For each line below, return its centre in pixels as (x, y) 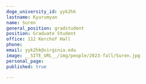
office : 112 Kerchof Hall (38, 39)
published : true (26, 67)
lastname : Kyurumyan (32, 17)
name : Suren (21, 22)
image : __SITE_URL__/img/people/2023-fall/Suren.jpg (73, 56)
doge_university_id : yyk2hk (41, 12)
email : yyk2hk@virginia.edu (41, 50)
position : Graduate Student (41, 34)
